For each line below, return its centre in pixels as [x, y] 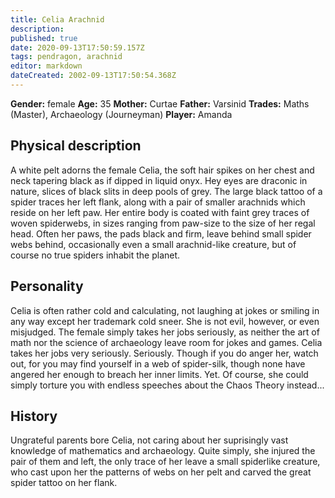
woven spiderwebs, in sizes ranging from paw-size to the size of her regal [163, 223]
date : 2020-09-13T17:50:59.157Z [77, 47]
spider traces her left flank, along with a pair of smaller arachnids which [158, 202]
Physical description [76, 146]
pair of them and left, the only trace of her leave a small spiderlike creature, [165, 462]
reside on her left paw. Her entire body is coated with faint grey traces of [160, 212]
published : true [44, 38]
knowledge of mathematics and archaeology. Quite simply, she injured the [163, 451]
